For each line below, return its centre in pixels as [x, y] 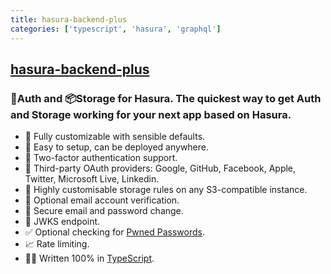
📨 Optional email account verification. [102, 200]
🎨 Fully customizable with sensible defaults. [115, 137]
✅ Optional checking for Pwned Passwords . [114, 232]
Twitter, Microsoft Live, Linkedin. [92, 179]
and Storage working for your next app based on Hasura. [151, 114]
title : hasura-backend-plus [69, 19]
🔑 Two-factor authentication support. [101, 158]
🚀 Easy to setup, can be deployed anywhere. [117, 147]
